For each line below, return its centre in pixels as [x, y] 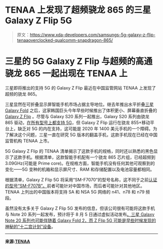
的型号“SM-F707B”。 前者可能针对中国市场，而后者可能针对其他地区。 [75, 186]
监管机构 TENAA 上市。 [28, 141]
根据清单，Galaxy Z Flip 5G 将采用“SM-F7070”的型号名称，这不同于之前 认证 [81, 179]
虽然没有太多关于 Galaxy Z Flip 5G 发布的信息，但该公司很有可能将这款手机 [80, 208]
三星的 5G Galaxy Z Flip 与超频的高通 [79, 62]
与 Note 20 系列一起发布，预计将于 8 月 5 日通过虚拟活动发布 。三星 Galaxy [80, 214]
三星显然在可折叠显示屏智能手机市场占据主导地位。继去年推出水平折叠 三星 [79, 104]
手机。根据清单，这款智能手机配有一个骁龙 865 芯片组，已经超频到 [89, 157]
